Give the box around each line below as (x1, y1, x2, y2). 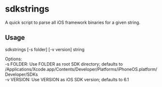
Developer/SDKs (5, 71, 38, 77)
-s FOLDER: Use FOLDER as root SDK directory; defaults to (5, 61, 123, 67)
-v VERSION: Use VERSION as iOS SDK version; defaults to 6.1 (5, 76, 130, 82)
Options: (5, 56, 22, 62)
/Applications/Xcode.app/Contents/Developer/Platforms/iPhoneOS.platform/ (5, 66, 158, 72)
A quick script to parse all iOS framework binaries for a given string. (5, 19, 141, 25)
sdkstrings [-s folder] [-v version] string (5, 46, 85, 52)
